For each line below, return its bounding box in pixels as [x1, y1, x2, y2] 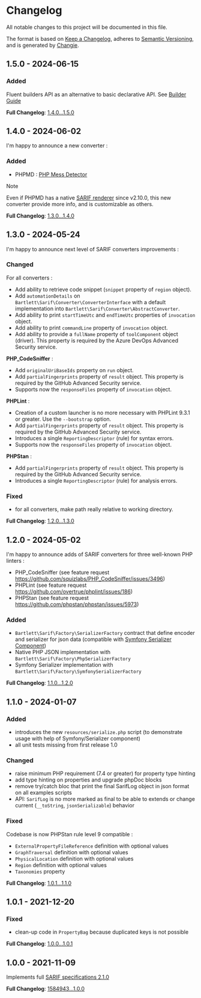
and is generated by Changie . [6, 41, 79, 49]
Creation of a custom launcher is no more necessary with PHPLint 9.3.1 [14, 409, 190, 416]
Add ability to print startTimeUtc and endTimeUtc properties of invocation [14, 311, 196, 319]
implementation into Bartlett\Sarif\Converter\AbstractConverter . [14, 305, 180, 312]
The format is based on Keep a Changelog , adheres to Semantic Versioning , [6, 35, 194, 42]
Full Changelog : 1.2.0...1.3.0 [6, 518, 75, 525]
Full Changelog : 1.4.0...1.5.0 [6, 109, 74, 116]
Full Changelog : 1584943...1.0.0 [6, 985, 85, 993]
